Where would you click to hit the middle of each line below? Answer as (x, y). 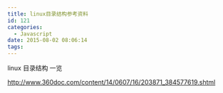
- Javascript (33, 34)
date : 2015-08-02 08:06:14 (47, 40)
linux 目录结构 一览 (35, 68)
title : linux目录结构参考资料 (48, 14)
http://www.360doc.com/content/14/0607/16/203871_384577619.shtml (111, 82)
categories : (25, 27)
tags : (15, 47)
